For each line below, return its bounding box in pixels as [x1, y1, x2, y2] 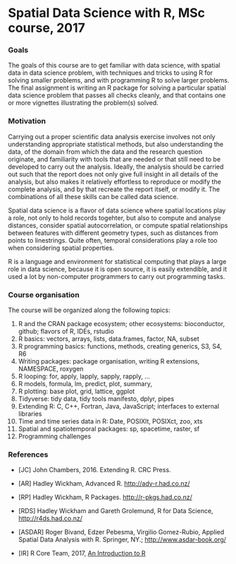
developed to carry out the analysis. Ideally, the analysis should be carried [8, 162, 224, 171]
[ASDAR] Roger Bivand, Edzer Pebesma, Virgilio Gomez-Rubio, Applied [18, 528, 225, 536]
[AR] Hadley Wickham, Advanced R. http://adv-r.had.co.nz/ [18, 479, 190, 488]
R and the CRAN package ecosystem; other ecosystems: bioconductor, [18, 320, 225, 328]
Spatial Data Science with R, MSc [8, 5, 206, 21]
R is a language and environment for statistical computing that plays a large [8, 257, 227, 265]
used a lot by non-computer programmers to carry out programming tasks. [8, 272, 225, 280]
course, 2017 [8, 20, 85, 36]
